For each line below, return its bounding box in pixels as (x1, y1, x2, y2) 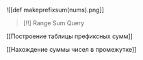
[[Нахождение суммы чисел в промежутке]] (6, 46, 137, 53)
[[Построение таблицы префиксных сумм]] (6, 32, 133, 40)
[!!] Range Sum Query (23, 19, 85, 27)
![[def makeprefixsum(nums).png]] (6, 6, 104, 14)
